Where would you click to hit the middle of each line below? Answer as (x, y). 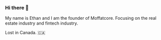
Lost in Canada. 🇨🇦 (25, 33)
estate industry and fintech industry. (42, 23)
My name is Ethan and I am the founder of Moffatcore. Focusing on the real (81, 18)
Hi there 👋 (17, 8)
